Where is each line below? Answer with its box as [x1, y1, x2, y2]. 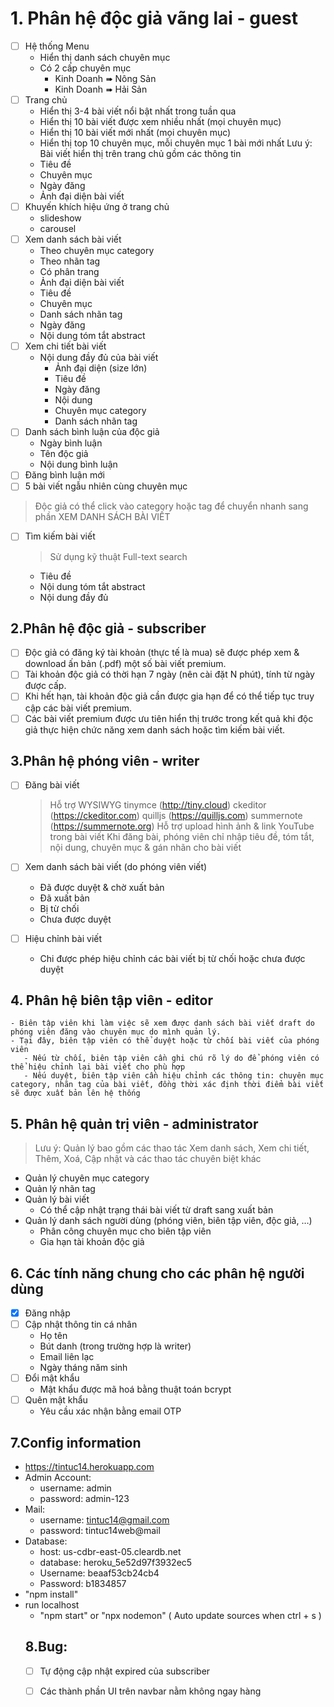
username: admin [39, 1482, 112, 1494]
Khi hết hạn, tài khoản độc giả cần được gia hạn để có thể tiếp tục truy [24, 690, 315, 702]
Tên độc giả [39, 448, 89, 460]
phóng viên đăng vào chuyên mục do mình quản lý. [10, 1027, 222, 1037]
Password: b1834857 [39, 1578, 127, 1590]
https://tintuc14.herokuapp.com [24, 1461, 155, 1473]
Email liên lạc [39, 1351, 95, 1363]
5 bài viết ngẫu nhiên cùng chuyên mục [24, 480, 188, 492]
